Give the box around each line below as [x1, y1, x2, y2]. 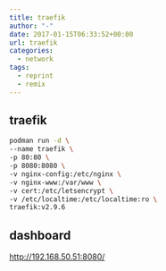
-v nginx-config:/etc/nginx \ [9, 169, 122, 179]
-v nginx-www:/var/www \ [9, 178, 102, 187]
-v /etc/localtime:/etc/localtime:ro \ [9, 194, 158, 204]
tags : [9, 64, 29, 72]
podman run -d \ [9, 136, 70, 146]
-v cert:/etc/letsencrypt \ [9, 186, 114, 195]
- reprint [17, 72, 54, 80]
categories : [9, 47, 54, 55]
